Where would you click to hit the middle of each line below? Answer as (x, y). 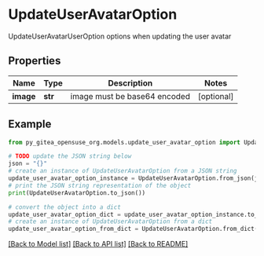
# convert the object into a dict (65, 207)
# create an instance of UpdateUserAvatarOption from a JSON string (123, 171)
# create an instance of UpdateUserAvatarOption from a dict (110, 221)
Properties (35, 61)
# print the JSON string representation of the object (100, 185)
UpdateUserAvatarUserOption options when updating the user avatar (120, 36)
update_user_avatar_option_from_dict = (73, 229)
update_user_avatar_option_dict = (65, 214)
